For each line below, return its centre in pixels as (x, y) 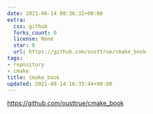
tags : (15, 58)
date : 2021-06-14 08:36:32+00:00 (55, 13)
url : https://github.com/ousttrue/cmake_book (80, 52)
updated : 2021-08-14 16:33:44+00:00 (60, 84)
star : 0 (24, 45)
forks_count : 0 (35, 33)
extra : (17, 20)
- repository (26, 65)
